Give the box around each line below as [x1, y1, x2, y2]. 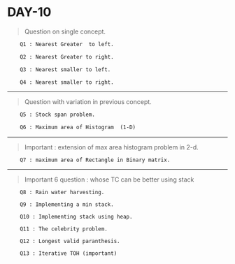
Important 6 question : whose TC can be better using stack [24, 175, 194, 184]
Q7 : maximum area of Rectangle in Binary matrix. [20, 156, 171, 164]
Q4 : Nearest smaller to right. [20, 78, 114, 86]
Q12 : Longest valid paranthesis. [20, 238, 120, 245]
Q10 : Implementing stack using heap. [20, 214, 133, 221]
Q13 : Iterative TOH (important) [20, 250, 117, 257]
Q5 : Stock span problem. [20, 111, 96, 119]
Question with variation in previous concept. [24, 98, 152, 106]
